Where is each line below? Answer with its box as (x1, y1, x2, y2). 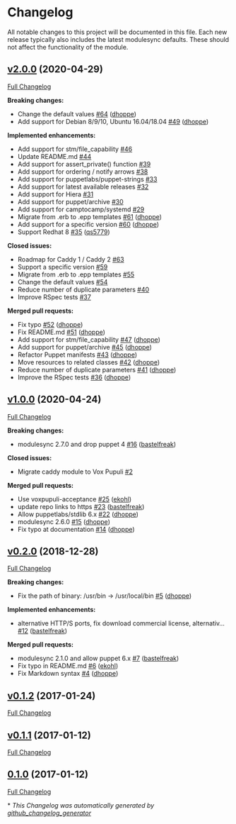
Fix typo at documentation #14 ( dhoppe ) (17, 525, 136, 533)
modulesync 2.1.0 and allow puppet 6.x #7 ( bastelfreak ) (17, 654, 179, 663)
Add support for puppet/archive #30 (17, 197, 124, 206)
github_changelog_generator (7, 808, 92, 817)
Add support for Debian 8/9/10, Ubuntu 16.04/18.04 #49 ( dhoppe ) (17, 117, 209, 126)
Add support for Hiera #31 (17, 189, 94, 199)
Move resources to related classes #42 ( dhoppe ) (17, 357, 160, 366)
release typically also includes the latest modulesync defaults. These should (7, 35, 230, 43)
